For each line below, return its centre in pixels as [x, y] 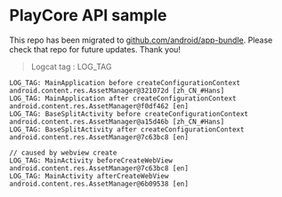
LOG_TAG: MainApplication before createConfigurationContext [125, 83]
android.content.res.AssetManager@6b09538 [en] [99, 184]
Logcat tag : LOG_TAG [71, 67]
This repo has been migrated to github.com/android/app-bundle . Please [141, 40]
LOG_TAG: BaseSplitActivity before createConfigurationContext [129, 114]
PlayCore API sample [88, 16]
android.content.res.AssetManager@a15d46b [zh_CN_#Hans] [117, 122]
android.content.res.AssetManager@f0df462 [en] [99, 106]
